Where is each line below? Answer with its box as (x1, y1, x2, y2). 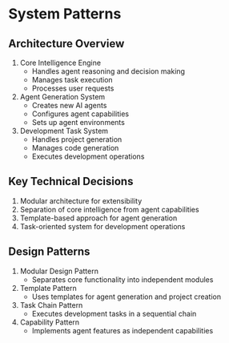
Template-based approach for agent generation (19, 213, 178, 223)
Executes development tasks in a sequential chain (31, 309, 197, 318)
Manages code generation (31, 143, 119, 152)
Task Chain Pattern (19, 300, 83, 309)
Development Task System (19, 126, 109, 135)
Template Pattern (19, 283, 78, 293)
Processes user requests (31, 83, 114, 93)
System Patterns (8, 5, 122, 23)
